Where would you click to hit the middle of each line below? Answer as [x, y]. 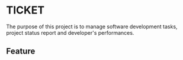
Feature [21, 51]
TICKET [25, 10]
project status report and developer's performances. [70, 32]
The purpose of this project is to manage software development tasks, [92, 26]
